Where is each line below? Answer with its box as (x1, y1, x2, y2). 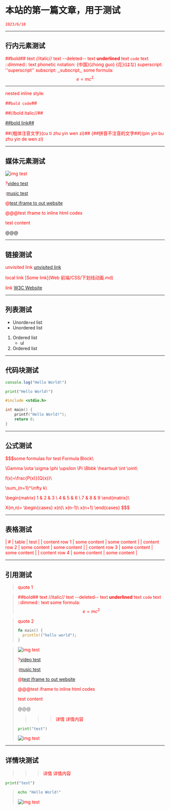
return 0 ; (14, 417, 35, 422)
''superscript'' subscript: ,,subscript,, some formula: (5, 67, 114, 73)
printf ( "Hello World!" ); (14, 412, 67, 417)
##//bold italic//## (5, 110, 44, 116)
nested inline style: (5, 90, 45, 96)
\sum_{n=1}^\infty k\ (5, 485, 47, 491)
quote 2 (17, 618, 34, 624)
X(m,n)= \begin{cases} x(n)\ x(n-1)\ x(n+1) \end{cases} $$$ (5, 504, 130, 511)
